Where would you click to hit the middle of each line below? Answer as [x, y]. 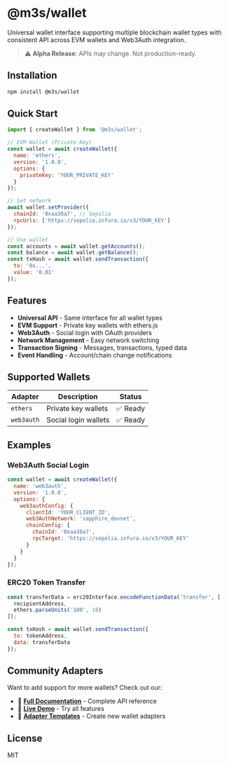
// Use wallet [28, 240]
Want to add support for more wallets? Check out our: [85, 688]
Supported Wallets [49, 377]
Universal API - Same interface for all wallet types [90, 318]
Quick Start [33, 114]
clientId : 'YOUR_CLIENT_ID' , [68, 512]
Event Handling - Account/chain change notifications [95, 355]
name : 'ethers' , [37, 156]
